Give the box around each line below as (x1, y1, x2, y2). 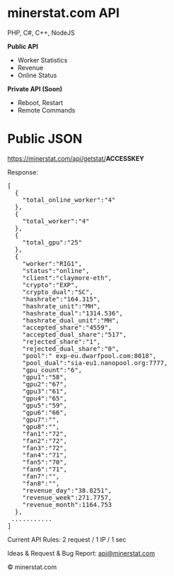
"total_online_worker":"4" (22, 196, 116, 203)
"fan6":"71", (22, 465, 67, 473)
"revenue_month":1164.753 (22, 500, 112, 508)
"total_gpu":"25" (22, 238, 83, 246)
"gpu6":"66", (22, 408, 67, 416)
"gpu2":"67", (22, 380, 67, 388)
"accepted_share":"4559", (22, 323, 112, 331)
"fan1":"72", (22, 430, 67, 437)
